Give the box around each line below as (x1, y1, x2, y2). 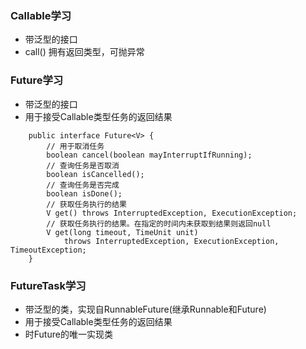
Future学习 (10, 73, 64, 87)
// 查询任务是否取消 (46, 160, 120, 171)
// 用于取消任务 (46, 141, 105, 151)
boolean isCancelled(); (46, 169, 145, 179)
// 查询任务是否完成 (46, 180, 120, 190)
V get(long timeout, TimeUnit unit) (46, 227, 199, 237)
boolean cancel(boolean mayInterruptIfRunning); (46, 150, 253, 160)
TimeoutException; (10, 245, 87, 255)
